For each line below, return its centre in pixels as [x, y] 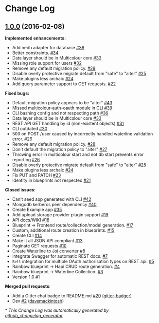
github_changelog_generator [34, 315]
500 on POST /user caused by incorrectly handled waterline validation [82, 134]
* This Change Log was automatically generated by [57, 310]
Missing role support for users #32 [47, 63]
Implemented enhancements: [35, 38]
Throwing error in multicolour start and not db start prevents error [78, 154]
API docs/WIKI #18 [31, 220]
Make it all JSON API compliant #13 [47, 241]
